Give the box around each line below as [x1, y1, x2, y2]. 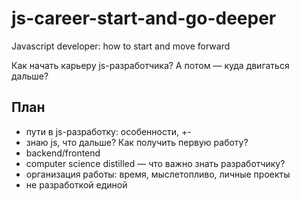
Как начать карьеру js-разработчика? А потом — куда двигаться [11, 59, 290, 71]
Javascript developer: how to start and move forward [11, 40, 231, 52]
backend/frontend [25, 147, 101, 159]
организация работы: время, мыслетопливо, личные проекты [25, 168, 291, 180]
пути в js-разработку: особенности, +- [25, 125, 192, 137]
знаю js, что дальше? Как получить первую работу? [25, 136, 249, 148]
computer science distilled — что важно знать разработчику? [25, 157, 286, 169]
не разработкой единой [25, 178, 128, 191]
